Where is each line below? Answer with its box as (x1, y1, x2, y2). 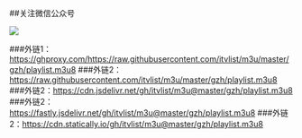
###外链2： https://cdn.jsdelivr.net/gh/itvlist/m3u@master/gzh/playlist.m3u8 (9, 85, 293, 96)
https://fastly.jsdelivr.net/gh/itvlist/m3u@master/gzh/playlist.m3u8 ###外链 (9, 108, 288, 118)
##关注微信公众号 (9, 8, 75, 18)
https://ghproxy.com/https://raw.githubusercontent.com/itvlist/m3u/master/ (9, 54, 289, 65)
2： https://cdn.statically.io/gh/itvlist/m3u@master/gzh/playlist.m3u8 (9, 119, 264, 129)
